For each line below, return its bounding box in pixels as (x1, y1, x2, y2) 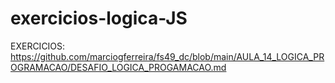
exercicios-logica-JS (10, 7, 188, 30)
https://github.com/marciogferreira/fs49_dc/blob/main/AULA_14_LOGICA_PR (10, 50, 325, 62)
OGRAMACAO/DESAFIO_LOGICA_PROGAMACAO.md (10, 61, 227, 73)
